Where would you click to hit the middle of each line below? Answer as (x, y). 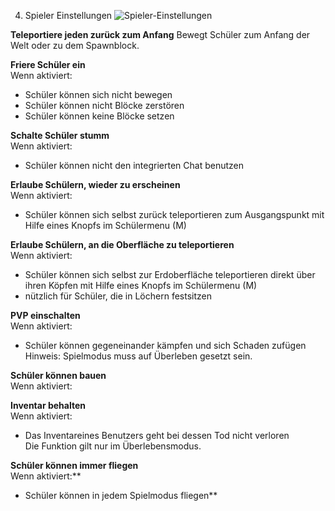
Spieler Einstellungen (68, 15)
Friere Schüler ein (48, 64)
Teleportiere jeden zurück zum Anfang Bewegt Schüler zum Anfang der (160, 34)
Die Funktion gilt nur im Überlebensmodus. (113, 446)
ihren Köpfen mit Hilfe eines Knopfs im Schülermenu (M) (141, 285)
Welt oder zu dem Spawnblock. (75, 45)
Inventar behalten (48, 405)
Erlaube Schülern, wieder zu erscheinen (95, 184)
